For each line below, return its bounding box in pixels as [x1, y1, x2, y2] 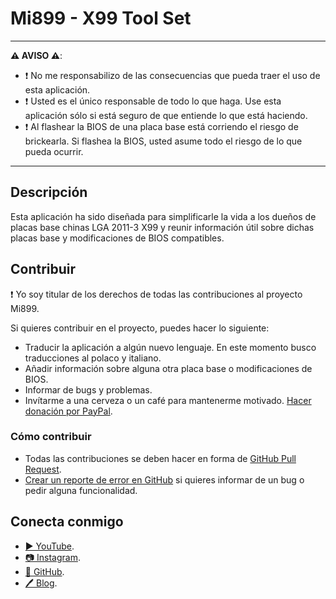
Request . [24, 463, 62, 475]
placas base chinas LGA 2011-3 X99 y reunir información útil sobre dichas [10, 221, 315, 233]
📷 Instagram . [24, 551, 81, 563]
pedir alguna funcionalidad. [24, 484, 138, 496]
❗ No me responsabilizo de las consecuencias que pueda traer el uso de [24, 69, 321, 81]
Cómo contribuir [10, 430, 92, 444]
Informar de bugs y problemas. [24, 383, 153, 396]
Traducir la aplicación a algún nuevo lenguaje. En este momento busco [24, 341, 317, 353]
